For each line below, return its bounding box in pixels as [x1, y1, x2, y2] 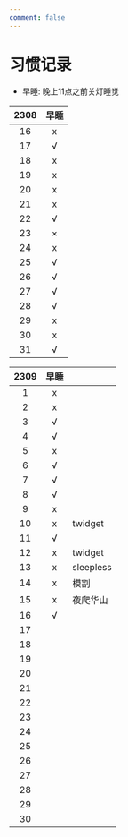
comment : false [9, 13, 66, 22]
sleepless [72, 560, 113, 573]
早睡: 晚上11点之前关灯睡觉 [21, 86, 120, 97]
